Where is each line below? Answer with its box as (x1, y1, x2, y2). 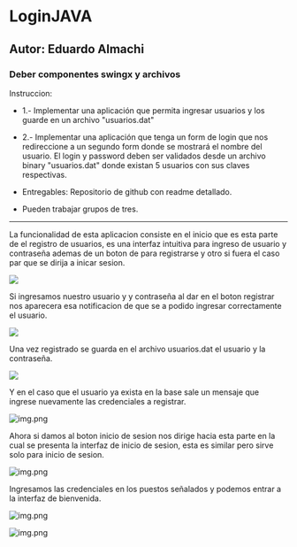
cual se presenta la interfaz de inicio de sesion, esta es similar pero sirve (9, 440, 274, 451)
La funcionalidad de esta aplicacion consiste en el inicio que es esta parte (9, 228, 278, 240)
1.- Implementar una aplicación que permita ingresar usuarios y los (21, 104, 265, 116)
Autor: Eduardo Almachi (9, 42, 144, 57)
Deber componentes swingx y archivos (9, 68, 181, 81)
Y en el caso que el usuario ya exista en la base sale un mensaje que (9, 387, 260, 397)
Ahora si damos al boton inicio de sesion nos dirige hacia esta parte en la (9, 430, 276, 441)
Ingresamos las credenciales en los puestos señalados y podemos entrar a (9, 483, 281, 494)
